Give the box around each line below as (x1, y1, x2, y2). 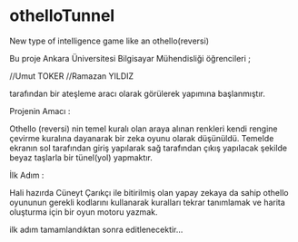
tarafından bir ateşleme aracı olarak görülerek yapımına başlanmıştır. (9, 88, 265, 99)
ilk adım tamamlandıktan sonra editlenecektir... (9, 224, 184, 235)
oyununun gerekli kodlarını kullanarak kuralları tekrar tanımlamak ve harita (9, 197, 286, 208)
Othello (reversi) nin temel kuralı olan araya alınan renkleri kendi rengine (9, 123, 279, 134)
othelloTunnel (9, 5, 115, 26)
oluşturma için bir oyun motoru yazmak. (9, 206, 158, 218)
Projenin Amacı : (9, 105, 71, 116)
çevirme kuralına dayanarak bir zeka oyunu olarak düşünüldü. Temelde (9, 132, 274, 143)
